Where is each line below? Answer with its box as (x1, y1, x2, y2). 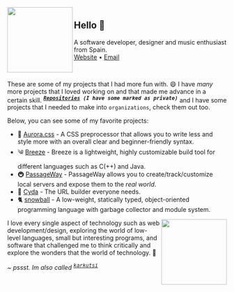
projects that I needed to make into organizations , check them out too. (7, 103, 210, 112)
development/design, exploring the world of (7, 226, 134, 235)
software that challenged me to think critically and (7, 241, 151, 249)
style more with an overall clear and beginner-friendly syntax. (17, 137, 194, 146)
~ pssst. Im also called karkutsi (7, 262, 99, 272)
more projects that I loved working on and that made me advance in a (7, 87, 207, 95)
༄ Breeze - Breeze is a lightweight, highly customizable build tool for (17, 148, 216, 156)
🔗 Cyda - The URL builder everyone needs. (17, 187, 141, 196)
